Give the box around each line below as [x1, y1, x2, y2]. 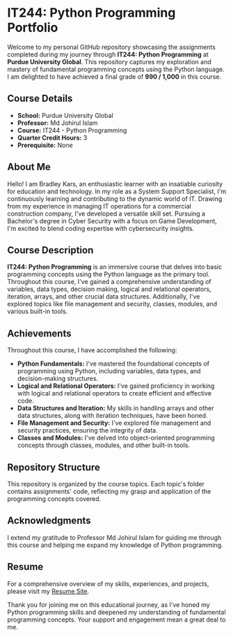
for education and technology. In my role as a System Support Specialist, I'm [7, 187, 227, 195]
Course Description [7, 244, 94, 256]
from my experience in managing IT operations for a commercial [7, 202, 191, 210]
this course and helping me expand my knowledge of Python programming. [7, 541, 224, 549]
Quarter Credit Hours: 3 [17, 133, 88, 142]
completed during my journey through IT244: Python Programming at [7, 50, 209, 59]
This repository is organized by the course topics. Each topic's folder [7, 480, 205, 488]
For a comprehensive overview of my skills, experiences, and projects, [7, 579, 209, 587]
